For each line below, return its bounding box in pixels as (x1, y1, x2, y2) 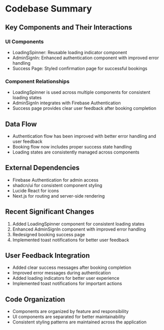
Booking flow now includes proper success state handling (12, 143, 132, 149)
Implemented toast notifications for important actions (12, 280, 122, 286)
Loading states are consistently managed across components (12, 149, 139, 155)
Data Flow (5, 120, 37, 128)
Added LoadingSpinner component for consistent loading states (12, 221, 145, 227)
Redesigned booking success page (12, 231, 85, 237)
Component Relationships (5, 78, 70, 85)
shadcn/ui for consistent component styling (12, 182, 102, 188)
